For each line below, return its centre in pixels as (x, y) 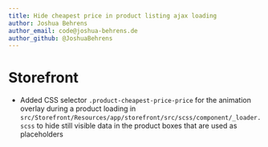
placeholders (42, 134)
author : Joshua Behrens (48, 23)
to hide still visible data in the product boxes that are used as (137, 126)
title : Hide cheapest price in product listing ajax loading (113, 16)
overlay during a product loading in (78, 108)
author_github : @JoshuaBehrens (61, 38)
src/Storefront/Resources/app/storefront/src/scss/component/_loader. (140, 118)
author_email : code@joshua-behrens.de (73, 31)
